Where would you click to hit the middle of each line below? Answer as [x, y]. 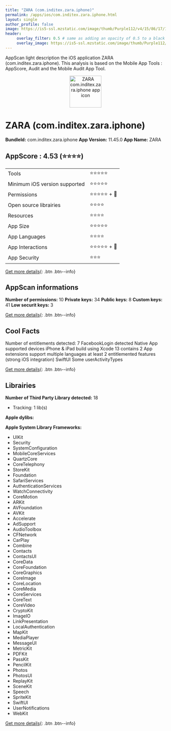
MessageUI [25, 643]
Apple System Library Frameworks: [44, 427]
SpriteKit [22, 697]
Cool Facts [22, 331]
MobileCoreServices [34, 453]
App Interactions [27, 247]
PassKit [21, 659]
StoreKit [21, 469]
